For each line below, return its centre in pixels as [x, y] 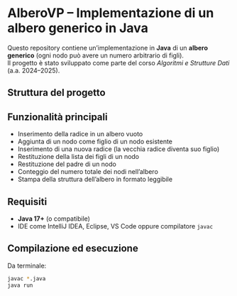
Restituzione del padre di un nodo [67, 164]
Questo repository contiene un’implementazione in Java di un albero [108, 48]
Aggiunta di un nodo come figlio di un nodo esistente [95, 142]
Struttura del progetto [56, 93]
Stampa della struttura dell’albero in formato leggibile [95, 180]
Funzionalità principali [57, 117]
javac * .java [27, 278]
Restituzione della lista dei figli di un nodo [78, 157]
